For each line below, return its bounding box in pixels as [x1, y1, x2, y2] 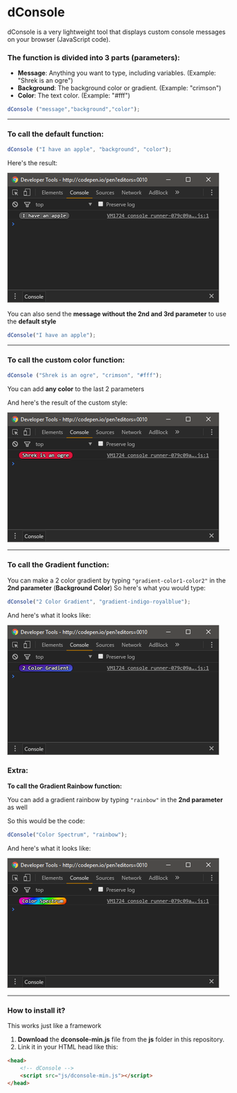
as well [7, 803, 28, 811]
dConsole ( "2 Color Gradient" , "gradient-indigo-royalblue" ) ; [7, 598, 191, 605]
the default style [7, 317, 56, 325]
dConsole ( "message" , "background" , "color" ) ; [7, 106, 140, 113]
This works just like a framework [7, 1021, 102, 1029]
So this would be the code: [7, 816, 85, 825]
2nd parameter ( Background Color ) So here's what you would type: [7, 583, 206, 592]
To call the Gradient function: [7, 560, 109, 570]
